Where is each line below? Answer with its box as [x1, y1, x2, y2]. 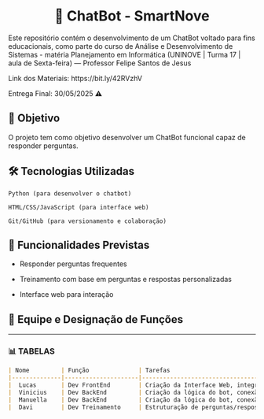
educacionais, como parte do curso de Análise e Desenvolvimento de [8, 41, 233, 50]
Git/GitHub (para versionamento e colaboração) [8, 217, 167, 225]
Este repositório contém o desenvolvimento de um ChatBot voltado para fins [8, 33, 255, 43]
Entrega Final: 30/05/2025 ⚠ [8, 88, 103, 98]
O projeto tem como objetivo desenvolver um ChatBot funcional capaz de [8, 132, 246, 142]
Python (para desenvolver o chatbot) [8, 189, 132, 198]
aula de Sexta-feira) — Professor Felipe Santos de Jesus [8, 58, 192, 68]
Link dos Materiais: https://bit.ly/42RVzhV [8, 73, 143, 83]
